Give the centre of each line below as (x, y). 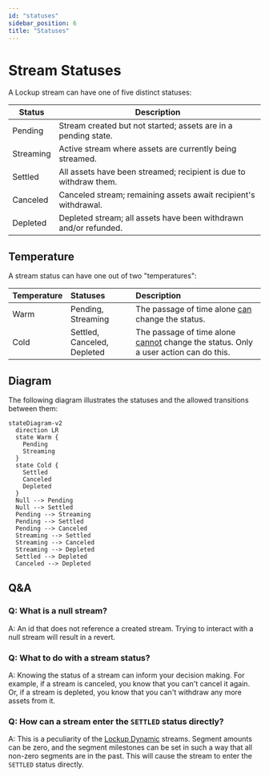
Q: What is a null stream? (58, 611)
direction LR (37, 430)
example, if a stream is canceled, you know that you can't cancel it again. (129, 683)
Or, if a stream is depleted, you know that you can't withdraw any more (125, 692)
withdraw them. (88, 182)
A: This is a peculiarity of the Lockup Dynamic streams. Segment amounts (130, 739)
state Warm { (37, 437)
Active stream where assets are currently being (148, 149)
